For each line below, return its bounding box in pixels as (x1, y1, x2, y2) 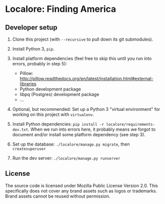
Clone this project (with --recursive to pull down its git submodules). (12, 36, 154, 42)
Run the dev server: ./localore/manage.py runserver (12, 155, 120, 161)
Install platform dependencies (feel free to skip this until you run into (12, 55, 152, 61)
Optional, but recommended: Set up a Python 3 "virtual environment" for (12, 106, 161, 112)
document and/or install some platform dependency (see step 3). (12, 132, 146, 137)
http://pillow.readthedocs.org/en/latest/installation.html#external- (19, 76, 154, 81)
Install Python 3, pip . (12, 46, 55, 51)
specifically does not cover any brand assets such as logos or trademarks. (5, 188, 158, 194)
